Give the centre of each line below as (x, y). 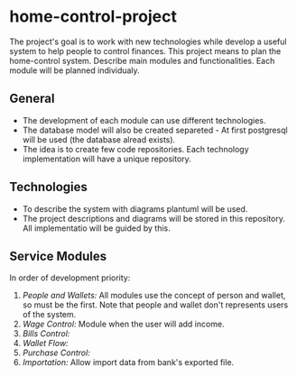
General (32, 99)
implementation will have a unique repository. (107, 159)
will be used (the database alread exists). (99, 139)
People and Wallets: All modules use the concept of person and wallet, (154, 296)
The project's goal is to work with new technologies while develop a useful (148, 41)
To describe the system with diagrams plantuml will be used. (135, 208)
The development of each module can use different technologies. (144, 120)
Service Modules (58, 256)
